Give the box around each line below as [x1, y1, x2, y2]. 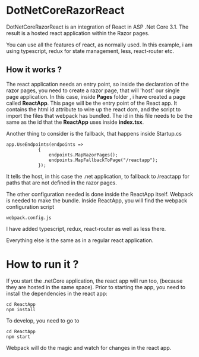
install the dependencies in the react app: [6, 290, 108, 297]
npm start [6, 334, 31, 340]
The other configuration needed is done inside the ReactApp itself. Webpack [6, 190, 194, 198]
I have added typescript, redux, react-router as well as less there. [6, 225, 166, 232]
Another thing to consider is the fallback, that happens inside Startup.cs [6, 130, 182, 137]
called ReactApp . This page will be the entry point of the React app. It [6, 99, 177, 107]
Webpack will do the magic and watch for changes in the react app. [6, 344, 172, 351]
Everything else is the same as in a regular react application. [6, 236, 154, 244]
